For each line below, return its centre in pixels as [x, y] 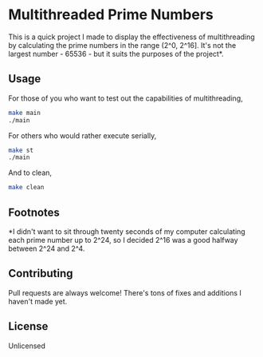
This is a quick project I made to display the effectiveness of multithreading [131, 37]
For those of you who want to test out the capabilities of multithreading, [126, 98]
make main [25, 113]
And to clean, [30, 173]
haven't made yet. [38, 301]
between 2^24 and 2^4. [47, 248]
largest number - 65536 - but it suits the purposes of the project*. [116, 54]
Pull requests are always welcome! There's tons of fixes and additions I [125, 292]
